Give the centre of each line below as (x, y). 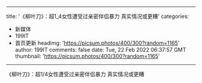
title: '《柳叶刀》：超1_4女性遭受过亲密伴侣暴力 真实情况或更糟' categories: (98, 16)
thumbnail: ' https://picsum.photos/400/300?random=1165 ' (87, 56)
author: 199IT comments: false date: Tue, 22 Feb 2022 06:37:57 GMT (100, 50)
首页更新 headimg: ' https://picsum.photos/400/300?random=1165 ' (97, 43)
